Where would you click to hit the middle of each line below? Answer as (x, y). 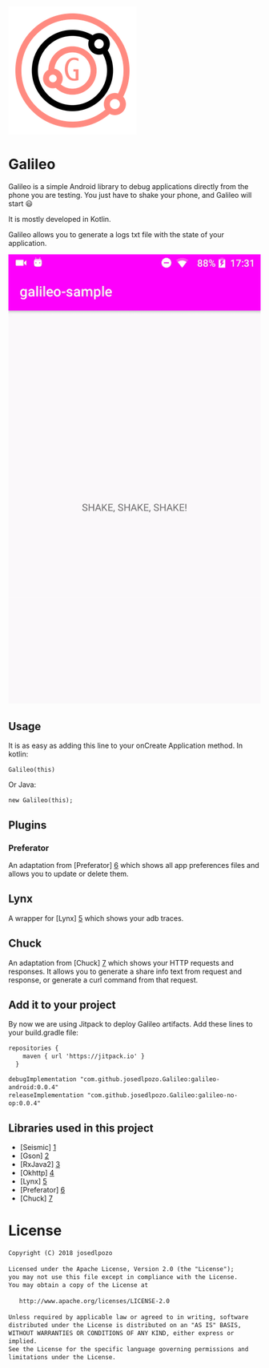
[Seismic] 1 (38, 1148)
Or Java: (22, 785)
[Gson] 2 (34, 1156)
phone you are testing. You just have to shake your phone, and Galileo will (130, 195)
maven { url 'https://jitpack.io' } (84, 1056)
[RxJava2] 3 (40, 1164)
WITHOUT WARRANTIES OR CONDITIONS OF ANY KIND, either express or (121, 1334)
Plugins (28, 825)
